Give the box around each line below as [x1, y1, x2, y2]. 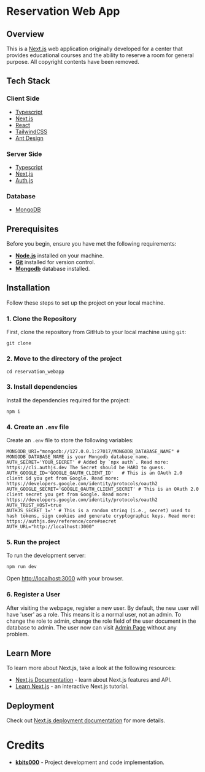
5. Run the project [6, 538, 60, 547]
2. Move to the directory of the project [6, 354, 122, 363]
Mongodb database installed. [15, 265, 90, 273]
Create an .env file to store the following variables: [6, 437, 134, 444]
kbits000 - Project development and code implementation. [15, 758, 164, 766]
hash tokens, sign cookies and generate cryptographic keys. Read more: [6, 513, 196, 520]
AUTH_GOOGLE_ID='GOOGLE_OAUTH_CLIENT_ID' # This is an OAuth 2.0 [6, 470, 183, 477]
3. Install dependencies [6, 383, 78, 391]
